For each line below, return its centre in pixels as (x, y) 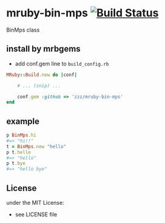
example (23, 121)
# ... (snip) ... (39, 86)
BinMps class (23, 30)
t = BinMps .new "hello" (36, 146)
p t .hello (19, 152)
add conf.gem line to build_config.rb (62, 63)
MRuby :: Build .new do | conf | (42, 75)
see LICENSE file (36, 214)
